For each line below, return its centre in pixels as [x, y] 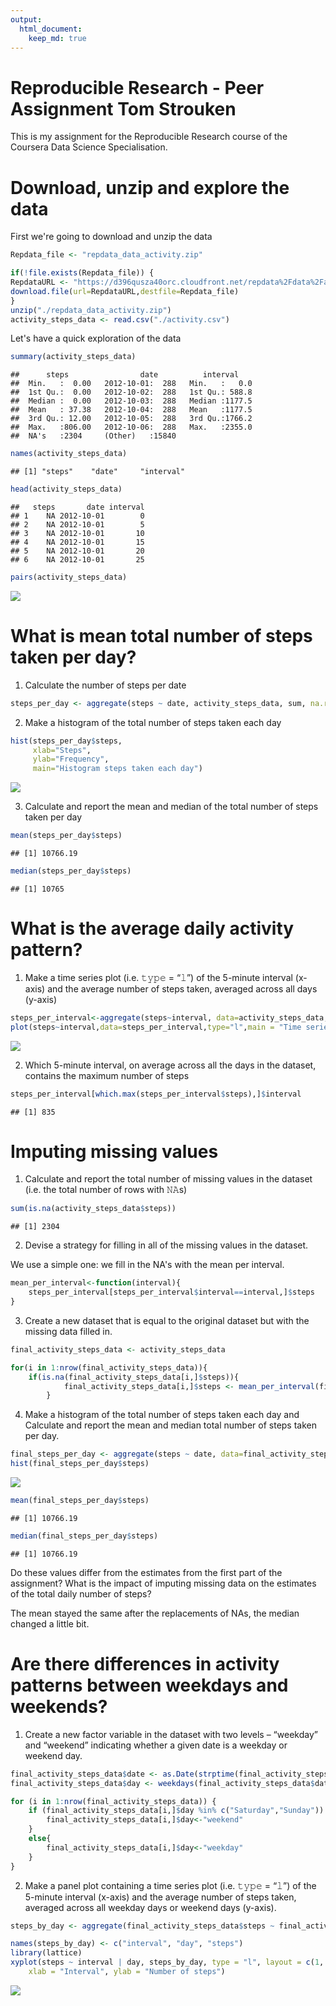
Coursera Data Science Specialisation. [89, 147]
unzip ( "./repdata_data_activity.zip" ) [91, 310]
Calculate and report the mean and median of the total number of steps [171, 807]
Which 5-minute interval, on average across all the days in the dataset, [170, 1065]
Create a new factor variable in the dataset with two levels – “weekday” [171, 1734]
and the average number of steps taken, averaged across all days [182, 988]
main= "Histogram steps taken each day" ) [117, 769]
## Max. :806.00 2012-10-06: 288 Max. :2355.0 [131, 427]
